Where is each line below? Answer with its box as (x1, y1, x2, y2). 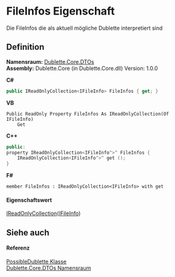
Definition (6, 42, 44, 52)
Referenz (6, 244, 30, 251)
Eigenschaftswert (6, 196, 53, 203)
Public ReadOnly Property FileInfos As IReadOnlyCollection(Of (6, 111, 170, 117)
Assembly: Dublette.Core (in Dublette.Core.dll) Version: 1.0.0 (6, 64, 158, 72)
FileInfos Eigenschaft (6, 4, 115, 18)
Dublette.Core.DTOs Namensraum (6, 264, 91, 272)
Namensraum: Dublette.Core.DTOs (6, 58, 94, 65)
